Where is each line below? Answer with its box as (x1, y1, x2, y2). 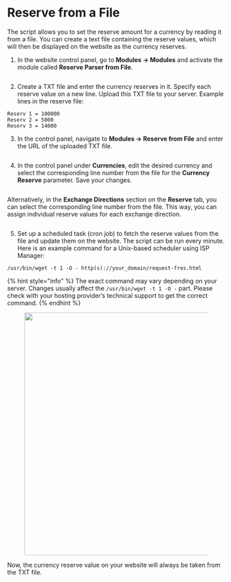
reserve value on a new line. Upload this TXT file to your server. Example (17, 90, 224, 98)
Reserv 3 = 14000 (7, 122, 57, 129)
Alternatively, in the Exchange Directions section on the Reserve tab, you (7, 195, 217, 203)
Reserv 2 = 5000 (7, 116, 54, 123)
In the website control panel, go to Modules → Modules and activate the (17, 55, 223, 63)
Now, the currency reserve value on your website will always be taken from (7, 561, 221, 569)
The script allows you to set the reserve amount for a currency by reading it (7, 28, 222, 36)
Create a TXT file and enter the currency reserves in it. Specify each (17, 82, 212, 90)
